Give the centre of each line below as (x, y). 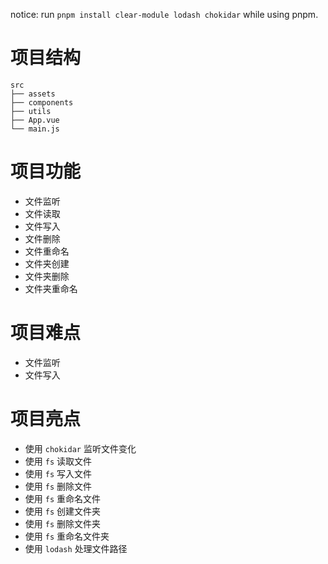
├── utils (31, 111)
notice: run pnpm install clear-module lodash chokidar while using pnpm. (164, 14)
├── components (42, 102)
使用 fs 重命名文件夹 (67, 536)
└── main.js (35, 129)
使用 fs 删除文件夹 (62, 523)
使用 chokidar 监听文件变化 (80, 448)
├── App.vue (35, 120)
